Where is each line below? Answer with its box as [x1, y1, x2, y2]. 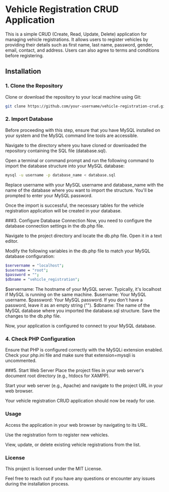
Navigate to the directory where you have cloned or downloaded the [5, 142, 147, 148]
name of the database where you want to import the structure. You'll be [5, 187, 153, 193]
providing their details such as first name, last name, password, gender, [5, 41, 153, 48]
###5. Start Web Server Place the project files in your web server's [5, 368, 144, 374]
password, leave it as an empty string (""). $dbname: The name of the [5, 302, 150, 308]
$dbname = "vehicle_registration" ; [5, 277, 80, 282]
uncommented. [5, 357, 37, 364]
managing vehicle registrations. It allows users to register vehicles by [5, 36, 148, 42]
